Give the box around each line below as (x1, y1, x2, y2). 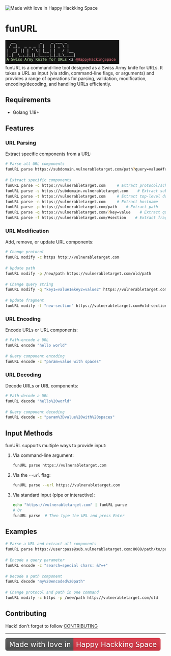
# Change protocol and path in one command (5, 590, 99, 595)
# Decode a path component (5, 574, 63, 579)
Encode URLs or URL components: (5, 327, 78, 333)
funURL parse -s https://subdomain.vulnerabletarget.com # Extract (5, 188, 158, 193)
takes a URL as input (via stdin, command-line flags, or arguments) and (5, 70, 155, 76)
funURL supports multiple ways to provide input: (5, 443, 107, 449)
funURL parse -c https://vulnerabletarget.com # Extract (5, 183, 138, 188)
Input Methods (5, 429, 53, 438)
